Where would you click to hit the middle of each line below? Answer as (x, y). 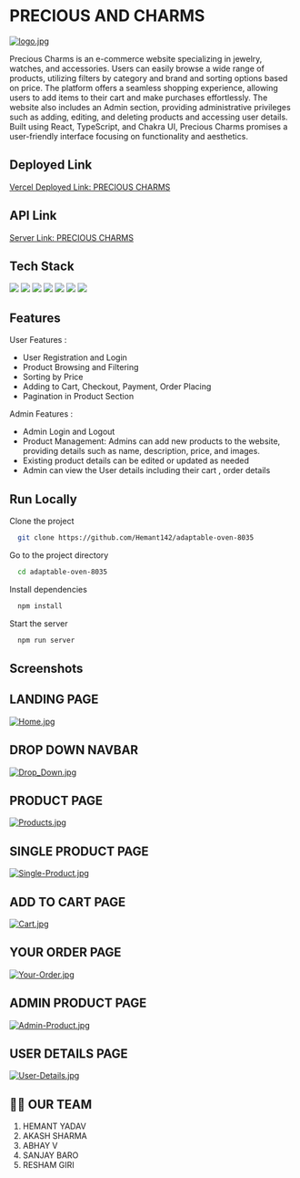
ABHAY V (40, 1146)
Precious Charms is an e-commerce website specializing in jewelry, (136, 58)
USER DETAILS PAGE (69, 1054)
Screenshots (46, 668)
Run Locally (43, 499)
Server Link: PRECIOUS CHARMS (72, 237)
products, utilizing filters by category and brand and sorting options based (149, 77)
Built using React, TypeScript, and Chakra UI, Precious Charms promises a (149, 126)
